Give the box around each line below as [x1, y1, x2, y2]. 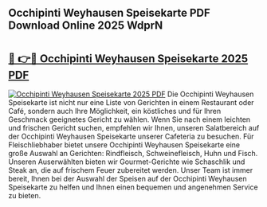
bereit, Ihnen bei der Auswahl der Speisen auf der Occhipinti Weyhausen [8, 174, 247, 183]
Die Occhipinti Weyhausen [167, 89, 254, 99]
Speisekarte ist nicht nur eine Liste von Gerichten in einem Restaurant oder [8, 98, 254, 107]
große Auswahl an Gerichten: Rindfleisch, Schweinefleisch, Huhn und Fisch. [8, 149, 258, 158]
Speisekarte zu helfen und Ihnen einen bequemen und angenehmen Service [8, 182, 258, 192]
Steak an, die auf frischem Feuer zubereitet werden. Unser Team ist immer [8, 166, 253, 174]
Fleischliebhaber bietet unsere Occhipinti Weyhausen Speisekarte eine [8, 140, 241, 150]
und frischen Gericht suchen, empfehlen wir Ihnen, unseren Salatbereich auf [8, 123, 260, 132]
